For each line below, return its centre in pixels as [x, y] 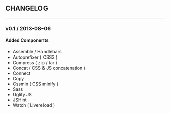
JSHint [19, 100]
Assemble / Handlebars [37, 51]
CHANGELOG [27, 8]
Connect [22, 73]
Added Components [27, 40]
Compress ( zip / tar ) [35, 62]
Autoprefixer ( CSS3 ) [35, 57]
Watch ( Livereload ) [34, 105]
